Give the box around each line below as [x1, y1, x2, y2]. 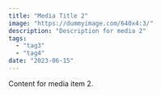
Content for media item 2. [8, 78, 94, 89]
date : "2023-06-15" [8, 57, 74, 65]
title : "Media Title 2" [8, 11, 89, 20]
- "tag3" [15, 42, 45, 50]
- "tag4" [15, 49, 45, 57]
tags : [8, 34, 27, 43]
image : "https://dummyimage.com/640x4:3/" [8, 19, 154, 27]
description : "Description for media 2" [8, 27, 147, 35]
